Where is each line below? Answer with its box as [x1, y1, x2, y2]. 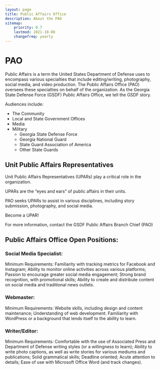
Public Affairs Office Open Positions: [5, 236, 119, 244]
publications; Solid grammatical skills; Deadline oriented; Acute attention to [5, 354, 156, 360]
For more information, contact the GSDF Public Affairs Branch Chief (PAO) [5, 221, 153, 227]
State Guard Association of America [19, 141, 91, 147]
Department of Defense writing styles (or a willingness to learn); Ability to [5, 343, 152, 350]
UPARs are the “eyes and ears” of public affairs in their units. [5, 188, 126, 194]
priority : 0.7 [14, 25, 42, 30]
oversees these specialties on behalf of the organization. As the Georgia [5, 86, 150, 92]
